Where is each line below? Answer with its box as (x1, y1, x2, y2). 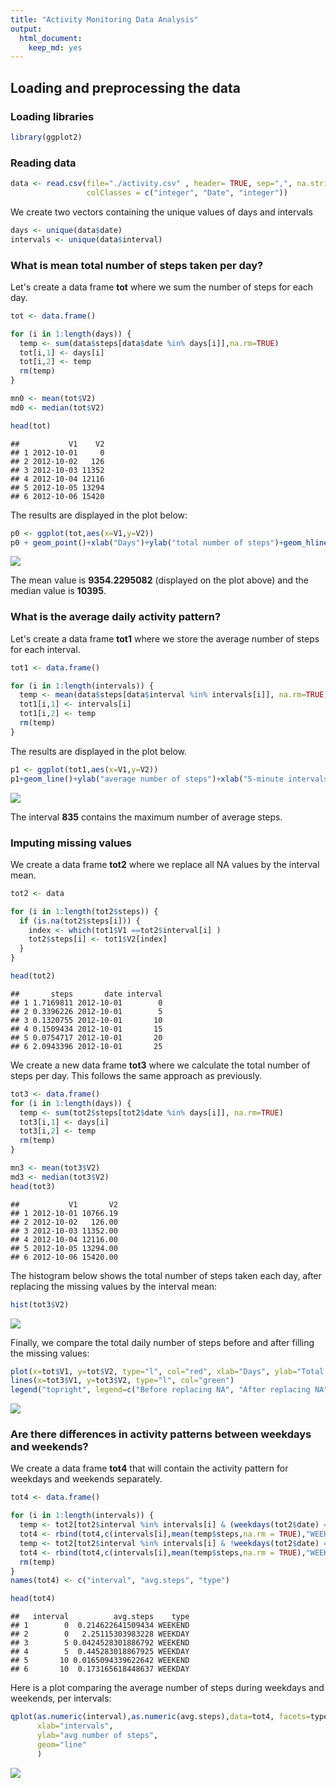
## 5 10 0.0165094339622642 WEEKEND (10, 1656, 190, 1666)
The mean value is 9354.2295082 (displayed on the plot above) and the (10, 574, 309, 586)
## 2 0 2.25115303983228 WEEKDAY (10, 1629, 190, 1640)
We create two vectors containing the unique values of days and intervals (10, 206, 313, 218)
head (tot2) (10, 971, 56, 981)
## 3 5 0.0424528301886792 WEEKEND (10, 1638, 190, 1648)
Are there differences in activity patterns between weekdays (10, 1427, 312, 1441)
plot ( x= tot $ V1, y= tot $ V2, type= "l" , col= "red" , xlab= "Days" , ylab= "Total (10, 1366, 325, 1376)
